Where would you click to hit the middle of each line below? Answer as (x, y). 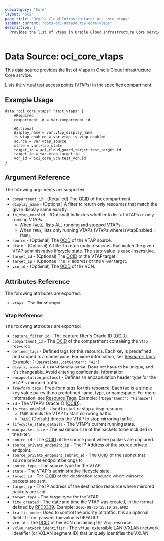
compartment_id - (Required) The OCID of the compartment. (72, 199)
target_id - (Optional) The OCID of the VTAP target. (64, 256)
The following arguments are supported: (46, 189)
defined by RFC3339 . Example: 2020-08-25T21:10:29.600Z (70, 507)
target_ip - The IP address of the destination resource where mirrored (83, 486)
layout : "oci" (20, 14)
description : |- (21, 28)
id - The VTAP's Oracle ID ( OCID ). (46, 403)
